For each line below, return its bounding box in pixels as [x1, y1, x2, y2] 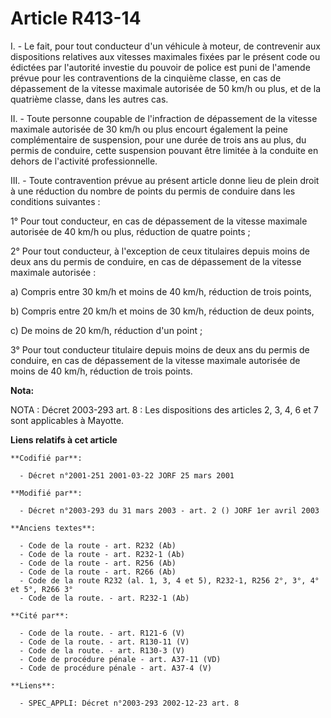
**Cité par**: [10, 610, 70, 621]
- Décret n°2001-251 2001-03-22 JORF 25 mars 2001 [19, 470, 235, 481]
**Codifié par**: [10, 453, 83, 463]
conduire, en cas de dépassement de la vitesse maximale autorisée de [10, 354, 301, 366]
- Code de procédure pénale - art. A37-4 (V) [19, 663, 213, 673]
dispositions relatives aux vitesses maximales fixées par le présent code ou [10, 50, 321, 62]
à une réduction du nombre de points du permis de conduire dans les [10, 185, 296, 197]
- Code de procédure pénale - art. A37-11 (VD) [19, 654, 222, 664]
